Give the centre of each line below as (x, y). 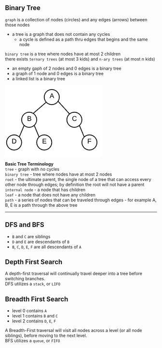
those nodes (17, 25)
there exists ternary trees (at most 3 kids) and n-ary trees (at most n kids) (80, 59)
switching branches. (25, 279)
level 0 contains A (29, 311)
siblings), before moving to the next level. (46, 335)
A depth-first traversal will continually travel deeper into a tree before (74, 273)
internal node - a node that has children (45, 189)
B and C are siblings (31, 236)
